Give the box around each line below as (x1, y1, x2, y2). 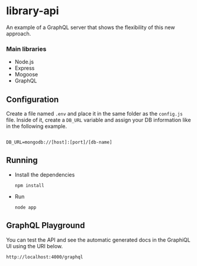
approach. (6, 30, 31, 37)
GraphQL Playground (6, 220, 85, 230)
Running (6, 155, 38, 165)
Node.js (14, 58, 34, 66)
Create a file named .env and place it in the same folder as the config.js (6, 110, 183, 117)
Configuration (6, 94, 59, 104)
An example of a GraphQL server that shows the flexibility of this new (6, 24, 176, 31)
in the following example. (6, 123, 67, 130)
